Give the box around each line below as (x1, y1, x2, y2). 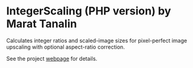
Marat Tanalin (6, 17, 77, 31)
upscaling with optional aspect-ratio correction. (6, 43, 126, 51)
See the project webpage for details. (6, 55, 98, 62)
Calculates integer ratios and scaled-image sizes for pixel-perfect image (6, 37, 188, 44)
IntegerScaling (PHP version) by (6, 4, 171, 18)
